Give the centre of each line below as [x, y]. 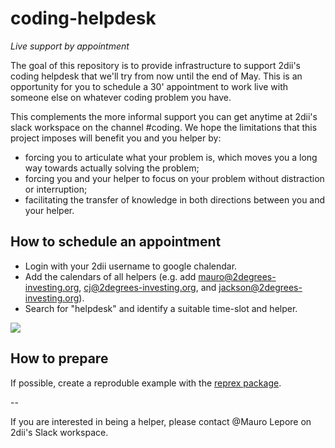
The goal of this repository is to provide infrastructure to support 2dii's [156, 65]
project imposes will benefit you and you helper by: [116, 138]
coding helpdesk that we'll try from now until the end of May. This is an [156, 76]
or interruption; [56, 189]
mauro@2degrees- [237, 276]
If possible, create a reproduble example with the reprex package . [146, 383]
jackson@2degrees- [260, 287]
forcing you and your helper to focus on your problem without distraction [174, 178]
